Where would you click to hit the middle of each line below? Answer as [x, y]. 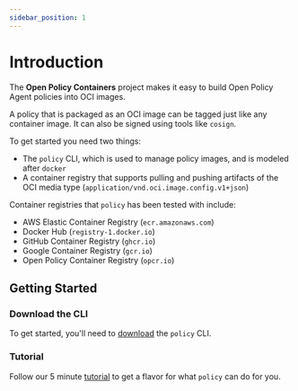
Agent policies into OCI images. [67, 96]
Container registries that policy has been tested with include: [123, 204]
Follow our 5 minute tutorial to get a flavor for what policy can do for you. [145, 376]
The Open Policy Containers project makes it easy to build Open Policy [141, 87]
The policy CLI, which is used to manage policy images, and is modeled [155, 158]
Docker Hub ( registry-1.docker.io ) [88, 231]
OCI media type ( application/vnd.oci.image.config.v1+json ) [136, 187]
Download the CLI [48, 314]
